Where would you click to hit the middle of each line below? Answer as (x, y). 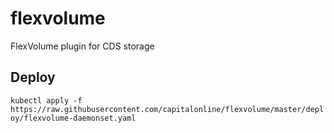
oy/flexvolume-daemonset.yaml (73, 118)
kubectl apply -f (46, 100)
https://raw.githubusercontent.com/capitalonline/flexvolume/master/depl (167, 109)
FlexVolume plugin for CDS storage (82, 46)
